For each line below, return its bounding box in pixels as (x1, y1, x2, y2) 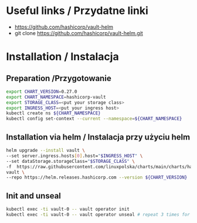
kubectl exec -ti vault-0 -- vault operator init (6, 206, 130, 212)
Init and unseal (6, 191, 62, 201)
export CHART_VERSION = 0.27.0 (6, 89, 77, 95)
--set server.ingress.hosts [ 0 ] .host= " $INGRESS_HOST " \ (6, 153, 143, 159)
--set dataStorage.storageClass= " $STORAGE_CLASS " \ (6, 158, 135, 164)
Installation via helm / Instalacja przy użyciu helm (6, 132, 191, 142)
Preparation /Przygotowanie (6, 73, 111, 83)
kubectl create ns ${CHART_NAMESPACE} (6, 110, 101, 116)
